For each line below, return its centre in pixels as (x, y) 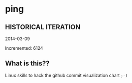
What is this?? (27, 64)
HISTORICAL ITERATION (43, 27)
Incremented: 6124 (24, 48)
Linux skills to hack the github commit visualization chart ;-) (66, 75)
